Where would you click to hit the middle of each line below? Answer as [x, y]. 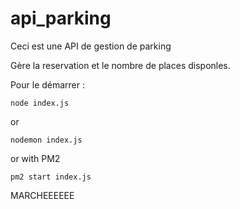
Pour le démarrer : [48, 84]
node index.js [40, 103]
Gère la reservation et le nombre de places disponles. [120, 65]
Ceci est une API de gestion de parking [91, 46]
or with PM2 [35, 158]
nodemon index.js [46, 140]
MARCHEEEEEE [42, 195]
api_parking [61, 18]
